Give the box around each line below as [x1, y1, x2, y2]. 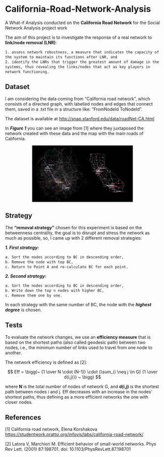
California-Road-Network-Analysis [5, 3, 151, 15]
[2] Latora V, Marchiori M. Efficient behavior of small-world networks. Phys [5, 441, 156, 447]
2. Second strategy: [5, 273, 47, 279]
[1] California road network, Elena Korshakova [5, 426, 97, 432]
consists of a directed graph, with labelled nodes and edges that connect [5, 101, 153, 107]
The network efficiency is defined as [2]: [5, 359, 87, 365]
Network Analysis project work [5, 25, 68, 30]
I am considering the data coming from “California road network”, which [5, 96, 151, 102]
